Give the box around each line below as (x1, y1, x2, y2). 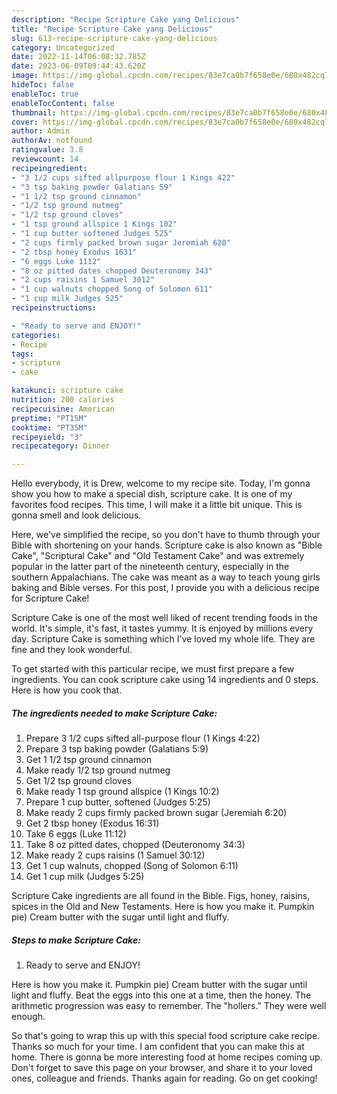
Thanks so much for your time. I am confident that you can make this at (11, 1041, 305, 1053)
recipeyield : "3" (11, 432, 84, 442)
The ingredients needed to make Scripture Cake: (11, 707, 218, 719)
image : (11, 71, 39, 81)
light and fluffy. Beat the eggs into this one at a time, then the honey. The (11, 989, 312, 1001)
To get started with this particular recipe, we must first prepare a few (11, 663, 295, 675)
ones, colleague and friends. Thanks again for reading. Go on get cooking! (11, 1072, 318, 1085)
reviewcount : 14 (11, 154, 79, 164)
